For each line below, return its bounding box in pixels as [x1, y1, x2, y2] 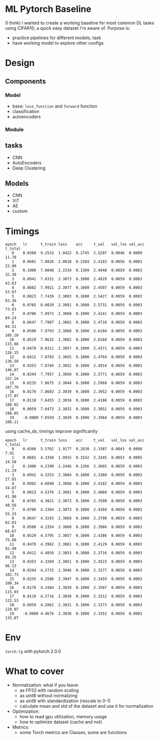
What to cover [5, 666, 64, 677]
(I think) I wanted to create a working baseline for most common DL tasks [5, 20, 155, 26]
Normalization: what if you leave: [12, 682, 79, 688]
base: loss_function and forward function [12, 103, 97, 109]
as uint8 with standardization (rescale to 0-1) [19, 698, 111, 704]
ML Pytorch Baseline [5, 3, 91, 15]
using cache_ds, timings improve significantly [5, 428, 98, 434]
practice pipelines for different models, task [12, 35, 101, 41]
